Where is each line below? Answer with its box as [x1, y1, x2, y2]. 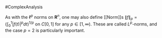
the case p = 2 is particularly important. [5, 27, 85, 33]
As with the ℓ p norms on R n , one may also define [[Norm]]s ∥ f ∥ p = [5, 13, 138, 21]
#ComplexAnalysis [5, 4, 43, 10]
